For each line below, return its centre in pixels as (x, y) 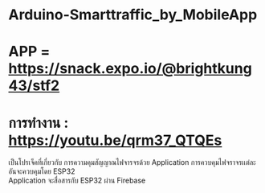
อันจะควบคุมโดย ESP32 (42, 171)
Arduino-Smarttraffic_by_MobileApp (133, 15)
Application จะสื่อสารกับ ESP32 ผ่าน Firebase (77, 181)
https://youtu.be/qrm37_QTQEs (115, 140)
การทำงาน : (39, 123)
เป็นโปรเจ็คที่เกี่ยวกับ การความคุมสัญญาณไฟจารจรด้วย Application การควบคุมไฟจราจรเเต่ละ (132, 162)
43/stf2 (34, 86)
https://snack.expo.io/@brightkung (130, 69)
